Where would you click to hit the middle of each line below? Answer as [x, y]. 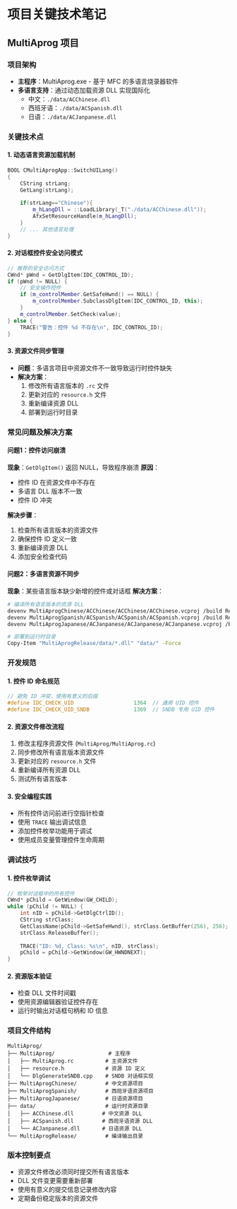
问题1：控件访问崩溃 [37, 450]
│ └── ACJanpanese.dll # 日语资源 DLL [75, 1128]
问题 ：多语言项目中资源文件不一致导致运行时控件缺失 [95, 367]
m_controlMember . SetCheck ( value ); [71, 314]
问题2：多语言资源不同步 [43, 574]
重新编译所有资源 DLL [49, 770]
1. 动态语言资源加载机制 [41, 155]
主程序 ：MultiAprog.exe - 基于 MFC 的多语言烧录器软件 [98, 81]
